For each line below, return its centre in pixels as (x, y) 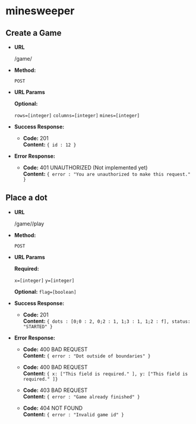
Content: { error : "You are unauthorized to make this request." (107, 174)
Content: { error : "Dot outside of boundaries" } (87, 356)
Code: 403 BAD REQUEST (55, 390)
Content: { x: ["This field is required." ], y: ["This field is (105, 373)
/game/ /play (29, 224)
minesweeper (40, 11)
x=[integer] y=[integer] (44, 281)
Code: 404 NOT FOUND (53, 408)
